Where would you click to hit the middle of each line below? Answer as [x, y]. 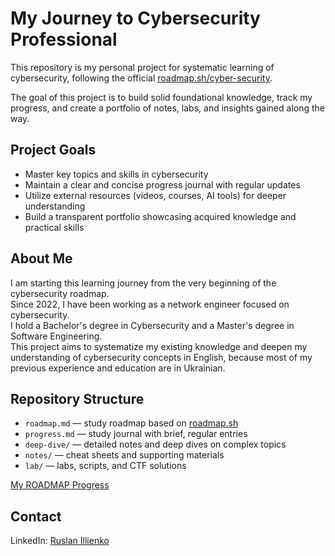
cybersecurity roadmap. [60, 293]
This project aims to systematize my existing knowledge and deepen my [159, 346]
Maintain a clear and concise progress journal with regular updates [162, 184]
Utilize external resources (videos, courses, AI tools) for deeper [155, 195]
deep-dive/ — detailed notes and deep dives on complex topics [155, 444]
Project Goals [53, 150]
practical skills [54, 227]
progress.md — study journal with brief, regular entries [136, 434]
